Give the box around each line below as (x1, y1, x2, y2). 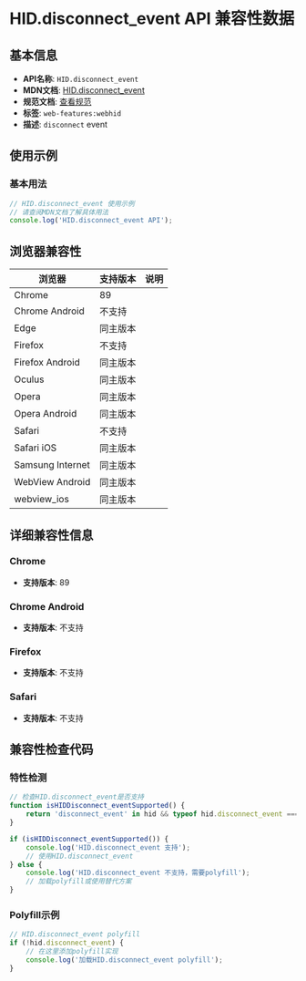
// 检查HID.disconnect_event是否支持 (9, 792, 144, 802)
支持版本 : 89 (22, 576, 70, 588)
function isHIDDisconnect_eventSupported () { (9, 801, 185, 811)
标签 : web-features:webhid (22, 108, 121, 119)
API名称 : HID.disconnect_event (22, 74, 139, 84)
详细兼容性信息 (9, 527, 94, 542)
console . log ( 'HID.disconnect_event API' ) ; (9, 216, 173, 225)
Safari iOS (14, 441, 57, 454)
